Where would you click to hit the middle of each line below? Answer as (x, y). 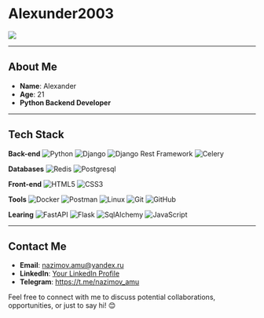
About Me (33, 67)
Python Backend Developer (65, 102)
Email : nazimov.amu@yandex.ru (71, 265)
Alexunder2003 (61, 14)
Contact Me (37, 246)
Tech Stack (36, 135)
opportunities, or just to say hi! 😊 (62, 305)
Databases (26, 169)
